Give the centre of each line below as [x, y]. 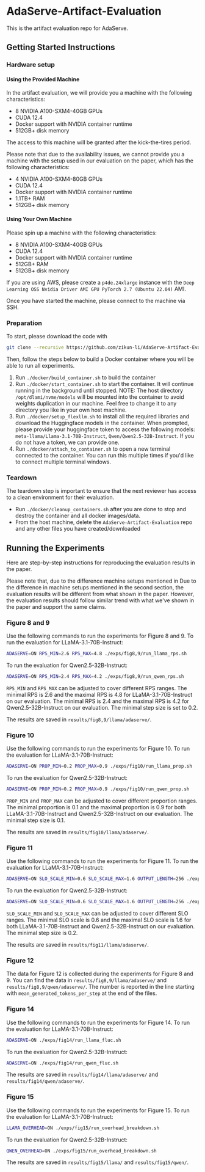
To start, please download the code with [57, 336]
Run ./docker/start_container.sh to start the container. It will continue [104, 384]
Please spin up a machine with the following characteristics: [82, 233]
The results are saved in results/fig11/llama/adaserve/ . [78, 945]
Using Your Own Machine [39, 219]
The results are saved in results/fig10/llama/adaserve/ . [78, 832]
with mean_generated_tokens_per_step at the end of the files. [82, 993]
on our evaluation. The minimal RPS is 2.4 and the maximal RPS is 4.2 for [98, 701]
